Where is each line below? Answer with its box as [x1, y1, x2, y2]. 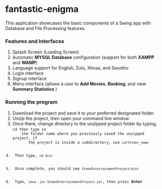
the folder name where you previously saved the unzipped [21, 131, 145, 136]
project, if [12, 136, 37, 141]
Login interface [12, 70, 44, 76]
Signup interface [12, 76, 47, 82]
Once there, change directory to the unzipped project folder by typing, [12, 121, 157, 127]
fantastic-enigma [5, 3, 79, 15]
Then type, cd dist [14, 153, 53, 158]
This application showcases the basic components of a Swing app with [5, 20, 151, 26]
